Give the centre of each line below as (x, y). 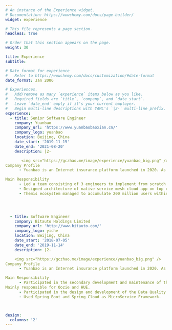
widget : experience (26, 19)
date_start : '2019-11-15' (42, 142)
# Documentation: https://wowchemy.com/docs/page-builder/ (70, 15)
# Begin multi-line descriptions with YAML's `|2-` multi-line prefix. (86, 108)
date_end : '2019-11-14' (40, 245)
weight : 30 (17, 48)
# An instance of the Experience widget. (50, 10)
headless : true (21, 34)
